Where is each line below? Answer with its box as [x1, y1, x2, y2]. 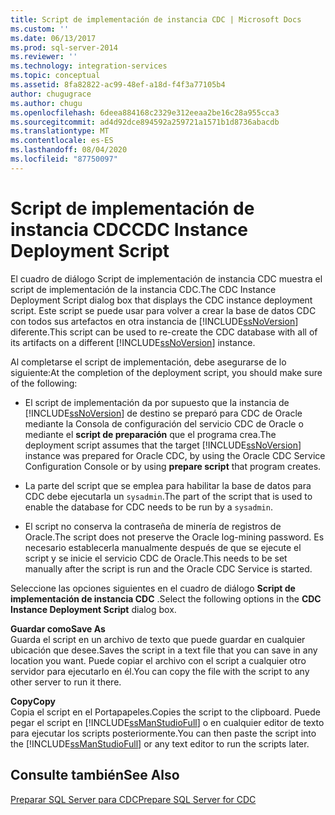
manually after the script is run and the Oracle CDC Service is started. [24, 562, 313, 575]
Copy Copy [10, 695, 56, 707]
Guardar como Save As [10, 622, 106, 635]
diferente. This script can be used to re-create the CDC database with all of [10, 326, 318, 338]
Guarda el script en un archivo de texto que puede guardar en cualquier [10, 633, 306, 645]
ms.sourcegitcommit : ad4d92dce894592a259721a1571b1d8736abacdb [10, 117, 280, 127]
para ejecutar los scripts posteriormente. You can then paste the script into [10, 727, 317, 739]
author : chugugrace [10, 89, 92, 99]
